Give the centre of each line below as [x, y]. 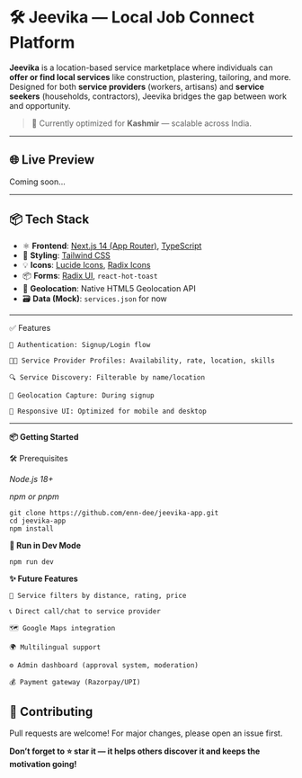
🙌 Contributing [51, 711]
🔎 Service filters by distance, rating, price [98, 595]
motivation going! [43, 765]
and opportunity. [40, 105]
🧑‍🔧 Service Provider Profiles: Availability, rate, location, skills [142, 361]
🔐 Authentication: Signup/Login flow [80, 344]
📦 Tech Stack [49, 220]
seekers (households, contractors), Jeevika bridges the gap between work [148, 96]
